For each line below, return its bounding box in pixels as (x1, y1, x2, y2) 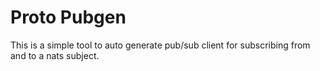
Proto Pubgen (10, 6, 127, 29)
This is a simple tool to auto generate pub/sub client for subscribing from (10, 39, 311, 51)
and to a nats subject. (10, 49, 100, 61)
